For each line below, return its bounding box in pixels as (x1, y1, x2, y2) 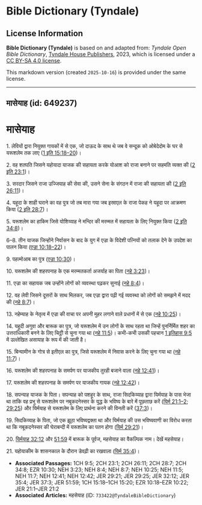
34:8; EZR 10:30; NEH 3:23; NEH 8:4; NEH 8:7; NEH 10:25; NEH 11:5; (14, 466, 183, 474)
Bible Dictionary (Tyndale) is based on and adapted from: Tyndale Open (6, 44, 186, 51)
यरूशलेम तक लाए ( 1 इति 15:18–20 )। (6, 149, 82, 157)
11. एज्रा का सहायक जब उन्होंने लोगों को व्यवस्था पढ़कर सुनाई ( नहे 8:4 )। (6, 280, 145, 287)
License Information (6, 28, 83, 39)
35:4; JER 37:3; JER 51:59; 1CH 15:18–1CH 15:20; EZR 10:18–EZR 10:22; (14, 479, 189, 486)
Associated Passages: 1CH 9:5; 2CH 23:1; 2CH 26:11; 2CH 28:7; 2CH (14, 460, 187, 467)
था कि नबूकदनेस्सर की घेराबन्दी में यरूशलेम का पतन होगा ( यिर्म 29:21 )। (6, 424, 144, 431)
